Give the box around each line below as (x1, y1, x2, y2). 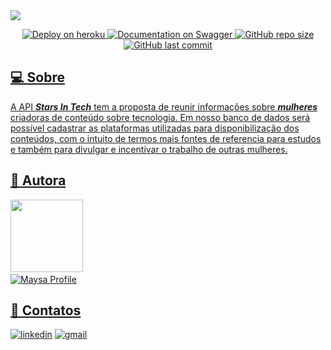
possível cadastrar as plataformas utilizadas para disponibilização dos (10, 122, 300, 134)
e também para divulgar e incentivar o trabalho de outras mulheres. (10, 143, 288, 155)
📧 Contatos (10, 302, 82, 319)
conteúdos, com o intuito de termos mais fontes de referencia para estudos (10, 132, 322, 144)
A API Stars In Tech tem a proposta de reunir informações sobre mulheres (10, 100, 318, 113)
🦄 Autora (10, 172, 67, 189)
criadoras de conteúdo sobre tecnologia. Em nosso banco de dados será (10, 111, 311, 123)
